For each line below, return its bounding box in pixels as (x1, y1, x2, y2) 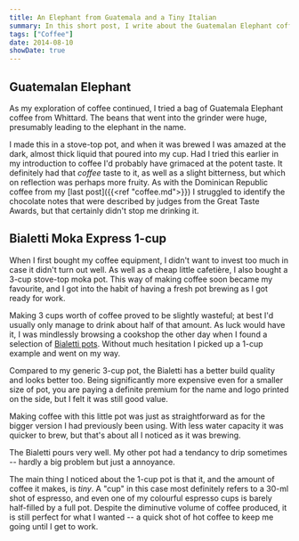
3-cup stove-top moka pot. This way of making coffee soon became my (9, 274, 273, 284)
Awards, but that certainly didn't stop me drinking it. (9, 205, 199, 216)
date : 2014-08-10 (9, 37, 74, 47)
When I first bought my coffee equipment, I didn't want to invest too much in (9, 255, 289, 266)
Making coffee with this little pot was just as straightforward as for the (9, 411, 265, 422)
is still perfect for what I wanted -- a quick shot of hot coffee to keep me (9, 512, 274, 522)
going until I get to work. (9, 521, 99, 531)
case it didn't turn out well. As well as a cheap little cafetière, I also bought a (9, 264, 288, 275)
